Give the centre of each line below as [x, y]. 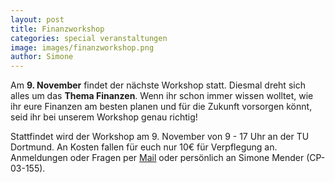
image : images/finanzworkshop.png [82, 47]
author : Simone [42, 57]
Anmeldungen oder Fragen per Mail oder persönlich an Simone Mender [157, 158]
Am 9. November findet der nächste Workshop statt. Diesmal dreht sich [158, 85]
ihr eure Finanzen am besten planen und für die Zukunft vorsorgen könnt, [161, 107]
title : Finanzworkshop [57, 29]
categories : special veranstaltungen [89, 38]
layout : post [37, 19]
